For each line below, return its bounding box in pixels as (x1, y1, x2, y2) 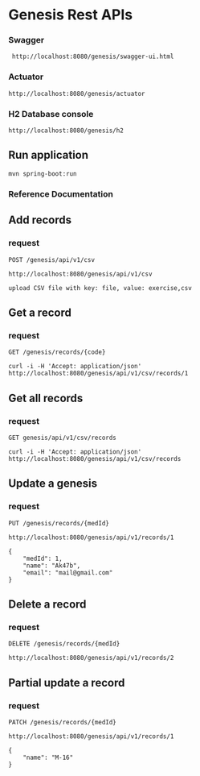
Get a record (8, 305, 72, 319)
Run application (8, 148, 89, 162)
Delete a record (8, 597, 87, 611)
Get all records (8, 391, 84, 405)
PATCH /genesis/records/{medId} (8, 718, 116, 726)
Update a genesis (8, 477, 98, 491)
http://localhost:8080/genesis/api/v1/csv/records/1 (8, 369, 189, 378)
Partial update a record (8, 675, 125, 690)
